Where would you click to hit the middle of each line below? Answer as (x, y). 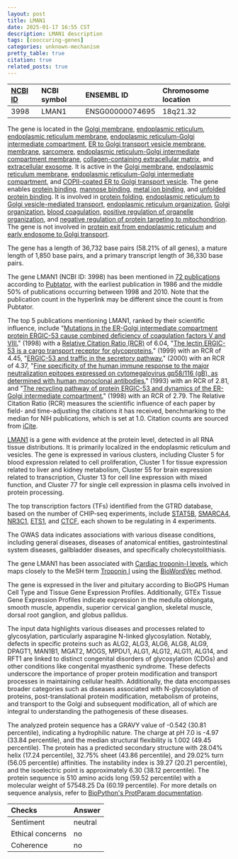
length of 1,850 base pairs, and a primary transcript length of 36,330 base (115, 255)
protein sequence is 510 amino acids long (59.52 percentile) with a (104, 778)
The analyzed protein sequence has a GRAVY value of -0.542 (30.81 (107, 725)
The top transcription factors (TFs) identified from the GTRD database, (110, 506)
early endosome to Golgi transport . (58, 234)
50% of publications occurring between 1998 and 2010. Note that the (108, 292)
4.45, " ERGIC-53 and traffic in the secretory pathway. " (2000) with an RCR (116, 358)
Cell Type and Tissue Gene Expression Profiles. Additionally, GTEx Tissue (114, 592)
